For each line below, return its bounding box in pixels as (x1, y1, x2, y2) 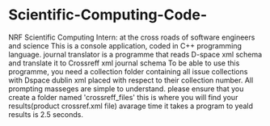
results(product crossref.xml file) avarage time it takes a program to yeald (8, 101, 253, 111)
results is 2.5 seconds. (8, 109, 83, 119)
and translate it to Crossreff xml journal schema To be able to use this (8, 58, 240, 68)
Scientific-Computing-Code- (8, 6, 208, 24)
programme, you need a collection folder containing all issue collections (8, 66, 248, 76)
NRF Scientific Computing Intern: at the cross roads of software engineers (8, 32, 255, 42)
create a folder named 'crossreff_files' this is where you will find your (8, 92, 238, 102)
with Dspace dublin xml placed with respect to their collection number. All (8, 75, 254, 85)
